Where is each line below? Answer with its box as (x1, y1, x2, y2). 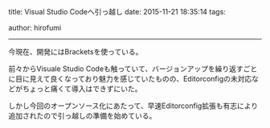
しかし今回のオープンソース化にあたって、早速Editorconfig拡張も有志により (8, 101, 259, 110)
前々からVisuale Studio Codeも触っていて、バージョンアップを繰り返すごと (8, 64, 258, 74)
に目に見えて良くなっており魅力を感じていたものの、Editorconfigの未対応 (8, 74, 252, 83)
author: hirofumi (8, 23, 62, 32)
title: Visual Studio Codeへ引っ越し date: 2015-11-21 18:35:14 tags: (8, 7, 227, 16)
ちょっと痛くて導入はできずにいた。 (22, 84, 142, 94)
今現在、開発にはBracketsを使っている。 (8, 47, 143, 56)
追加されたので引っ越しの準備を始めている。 (8, 111, 157, 120)
